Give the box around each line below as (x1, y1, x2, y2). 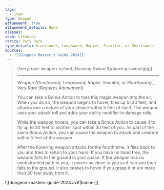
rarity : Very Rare (5, 39, 42, 44)
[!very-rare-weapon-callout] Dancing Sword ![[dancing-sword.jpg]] (17, 66, 153, 72)
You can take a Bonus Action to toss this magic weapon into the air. (17, 95, 153, 100)
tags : (5, 7, 16, 12)
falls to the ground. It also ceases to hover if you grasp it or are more (17, 165, 155, 171)
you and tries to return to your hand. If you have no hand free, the (17, 150, 149, 155)
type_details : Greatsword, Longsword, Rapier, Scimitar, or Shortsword (5, 43, 154, 48)
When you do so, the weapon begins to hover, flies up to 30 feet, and (17, 99, 156, 105)
